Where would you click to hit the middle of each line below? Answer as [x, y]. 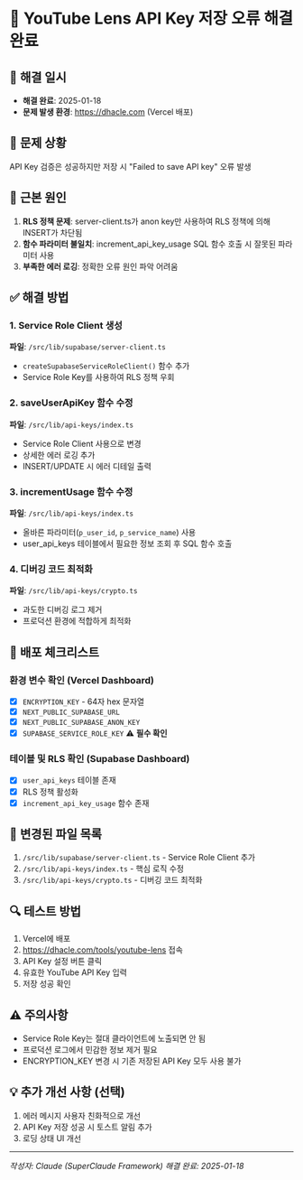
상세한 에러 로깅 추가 [59, 455]
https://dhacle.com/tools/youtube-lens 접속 [102, 950]
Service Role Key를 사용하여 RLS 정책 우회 [98, 377]
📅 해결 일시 [38, 77]
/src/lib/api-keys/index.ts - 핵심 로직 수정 [103, 869]
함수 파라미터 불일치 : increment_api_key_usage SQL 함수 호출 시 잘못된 [149, 244]
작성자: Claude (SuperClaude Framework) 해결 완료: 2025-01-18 [127, 1166]
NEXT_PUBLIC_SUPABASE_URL [71, 712]
